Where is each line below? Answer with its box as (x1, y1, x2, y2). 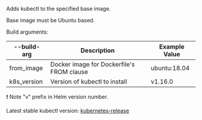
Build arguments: (6, 28, 49, 35)
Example (159, 43, 185, 50)
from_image (9, 64, 43, 72)
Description (80, 46, 115, 55)
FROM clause (50, 68, 88, 76)
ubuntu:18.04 (150, 64, 190, 72)
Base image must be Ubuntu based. (6, 17, 95, 23)
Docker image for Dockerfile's (50, 60, 135, 68)
